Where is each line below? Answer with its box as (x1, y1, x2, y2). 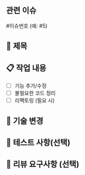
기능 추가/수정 (14, 82, 47, 89)
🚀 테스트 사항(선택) (6, 137, 70, 147)
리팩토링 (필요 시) (14, 97, 55, 104)
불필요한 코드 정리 (14, 90, 56, 97)
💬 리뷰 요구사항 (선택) (6, 159, 80, 169)
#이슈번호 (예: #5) (6, 22, 48, 29)
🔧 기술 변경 (6, 116, 44, 126)
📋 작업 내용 (6, 63, 47, 73)
